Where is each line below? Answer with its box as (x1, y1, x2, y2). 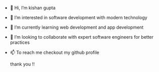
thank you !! (10, 61, 35, 67)
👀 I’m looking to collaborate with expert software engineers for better (10, 34, 154, 40)
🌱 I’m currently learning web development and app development (10, 24, 144, 30)
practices (10, 39, 30, 45)
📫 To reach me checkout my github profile (10, 49, 99, 55)
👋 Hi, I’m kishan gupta (10, 5, 56, 11)
